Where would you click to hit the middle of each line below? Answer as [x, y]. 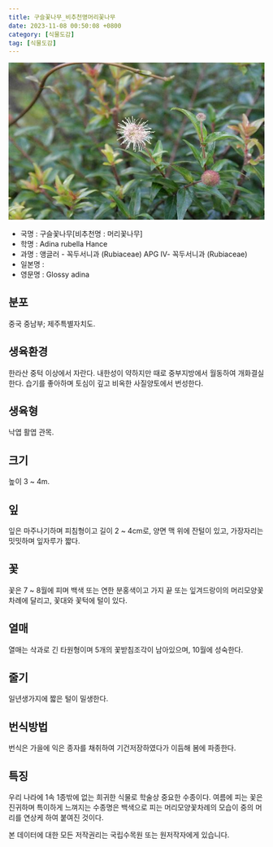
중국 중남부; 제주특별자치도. [52, 323]
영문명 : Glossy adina [55, 274]
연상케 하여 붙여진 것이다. [63, 818]
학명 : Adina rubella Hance [64, 243]
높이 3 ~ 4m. [29, 482]
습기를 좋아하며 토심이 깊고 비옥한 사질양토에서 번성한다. [115, 383]
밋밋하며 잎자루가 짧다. [44, 541]
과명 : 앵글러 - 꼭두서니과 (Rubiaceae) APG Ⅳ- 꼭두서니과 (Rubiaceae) [134, 254]
